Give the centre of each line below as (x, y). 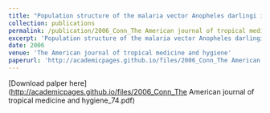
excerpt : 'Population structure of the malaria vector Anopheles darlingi (136, 38)
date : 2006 (27, 46)
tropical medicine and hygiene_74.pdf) (72, 100)
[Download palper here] (47, 83)
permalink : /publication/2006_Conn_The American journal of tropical (127, 30)
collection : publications (51, 23)
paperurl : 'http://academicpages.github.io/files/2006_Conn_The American (135, 61)
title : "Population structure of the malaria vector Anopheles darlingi (133, 16)
